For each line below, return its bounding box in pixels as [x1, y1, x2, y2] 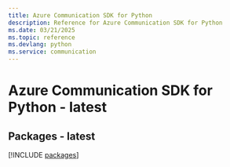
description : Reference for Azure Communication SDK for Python [8, 19, 223, 27]
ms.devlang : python [8, 41, 72, 49]
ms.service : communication [8, 48, 97, 56]
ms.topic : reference [8, 33, 76, 42]
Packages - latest [8, 129, 96, 143]
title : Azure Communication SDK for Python [8, 11, 153, 20]
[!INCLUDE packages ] [8, 151, 79, 159]
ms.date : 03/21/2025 [8, 26, 76, 34]
